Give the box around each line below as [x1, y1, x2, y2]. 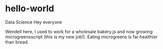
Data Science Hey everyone [5, 19, 62, 25]
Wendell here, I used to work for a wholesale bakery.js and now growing [5, 28, 153, 34]
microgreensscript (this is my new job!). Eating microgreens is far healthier [5, 34, 158, 40]
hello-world [5, 3, 55, 14]
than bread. [5, 39, 29, 45]
